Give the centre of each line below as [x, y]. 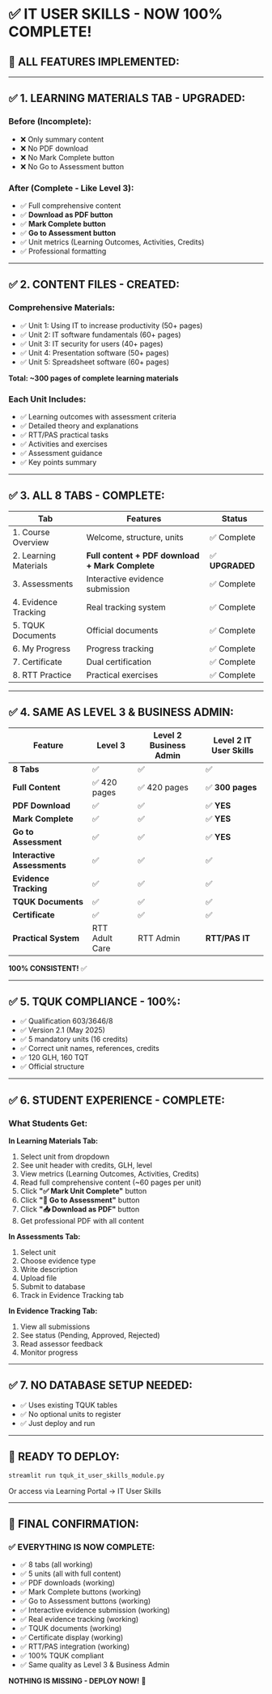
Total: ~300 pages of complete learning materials [93, 378]
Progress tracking [120, 649]
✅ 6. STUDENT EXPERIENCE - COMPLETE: [117, 1100]
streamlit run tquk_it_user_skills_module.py [86, 1475]
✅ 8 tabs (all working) [56, 1564]
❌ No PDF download [54, 148]
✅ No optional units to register [70, 1414]
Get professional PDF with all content [82, 1221]
